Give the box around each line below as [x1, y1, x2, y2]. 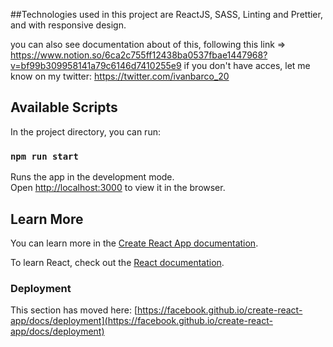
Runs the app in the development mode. [10, 171, 175, 183]
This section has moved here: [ [10, 304, 138, 316]
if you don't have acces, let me [183, 60, 311, 71]
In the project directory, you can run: [10, 125, 161, 138]
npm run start [10, 150, 79, 162]
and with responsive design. [10, 19, 127, 31]
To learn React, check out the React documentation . [10, 256, 225, 268]
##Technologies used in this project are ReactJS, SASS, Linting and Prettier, [10, 9, 323, 20]
